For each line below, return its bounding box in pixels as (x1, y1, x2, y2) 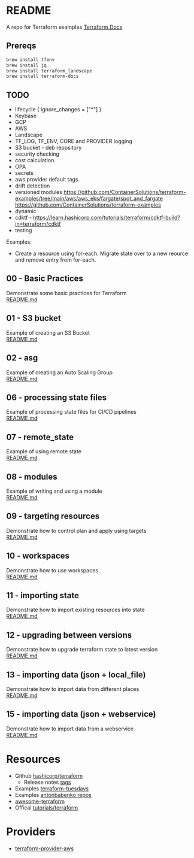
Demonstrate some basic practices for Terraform (6, 289, 127, 296)
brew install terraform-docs (6, 73, 79, 80)
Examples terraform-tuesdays (14, 785, 89, 792)
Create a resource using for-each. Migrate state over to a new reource (14, 250, 189, 257)
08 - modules (6, 471, 57, 482)
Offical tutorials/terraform (14, 804, 78, 811)
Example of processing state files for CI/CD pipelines (6, 408, 137, 416)
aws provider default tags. (14, 176, 80, 183)
